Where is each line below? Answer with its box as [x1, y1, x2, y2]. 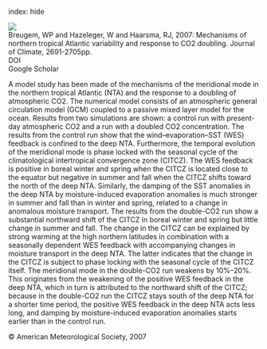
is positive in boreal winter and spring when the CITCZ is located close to [8, 164, 249, 174]
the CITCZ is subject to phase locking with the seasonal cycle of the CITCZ [8, 257, 254, 266]
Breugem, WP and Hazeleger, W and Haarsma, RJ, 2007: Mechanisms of [8, 30, 247, 39]
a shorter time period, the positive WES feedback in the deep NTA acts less [8, 300, 256, 309]
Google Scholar [8, 64, 60, 73]
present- [226, 113, 255, 123]
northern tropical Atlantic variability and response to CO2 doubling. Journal [8, 39, 255, 48]
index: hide [8, 7, 45, 16]
